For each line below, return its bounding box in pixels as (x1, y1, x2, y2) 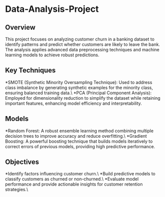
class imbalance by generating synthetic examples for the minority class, (5, 84, 153, 90)
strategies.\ (5, 187, 29, 193)
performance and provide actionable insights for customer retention (5, 181, 143, 187)
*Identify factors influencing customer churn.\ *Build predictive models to (5, 171, 156, 177)
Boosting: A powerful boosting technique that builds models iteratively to (5, 138, 153, 144)
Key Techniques (5, 66, 56, 75)
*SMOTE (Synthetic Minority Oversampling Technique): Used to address (5, 79, 153, 85)
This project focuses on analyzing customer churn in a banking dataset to (5, 36, 155, 42)
